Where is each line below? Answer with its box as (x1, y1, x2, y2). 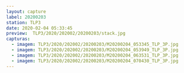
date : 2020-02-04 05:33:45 (6, 25, 73, 31)
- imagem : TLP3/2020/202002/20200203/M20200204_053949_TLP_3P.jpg (11, 47, 179, 53)
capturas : (6, 36, 31, 42)
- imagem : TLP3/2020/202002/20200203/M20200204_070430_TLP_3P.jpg (11, 58, 179, 64)
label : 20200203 (6, 14, 46, 20)
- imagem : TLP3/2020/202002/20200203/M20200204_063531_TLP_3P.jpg (11, 52, 179, 58)
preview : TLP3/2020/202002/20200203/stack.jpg (6, 31, 126, 36)
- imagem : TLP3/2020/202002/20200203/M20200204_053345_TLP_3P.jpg (11, 42, 179, 48)
